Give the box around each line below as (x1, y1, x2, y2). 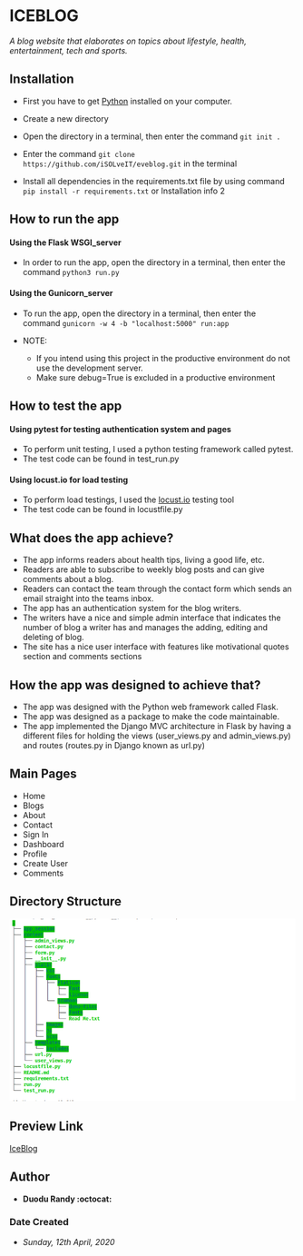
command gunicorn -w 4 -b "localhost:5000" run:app (22, 317, 230, 328)
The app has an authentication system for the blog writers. (22, 603, 242, 614)
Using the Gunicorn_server (9, 287, 113, 298)
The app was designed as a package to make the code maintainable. (22, 710, 280, 722)
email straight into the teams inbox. (22, 593, 154, 604)
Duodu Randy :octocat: (22, 1193, 112, 1204)
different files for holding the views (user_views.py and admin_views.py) (22, 730, 292, 741)
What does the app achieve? (9, 530, 174, 546)
